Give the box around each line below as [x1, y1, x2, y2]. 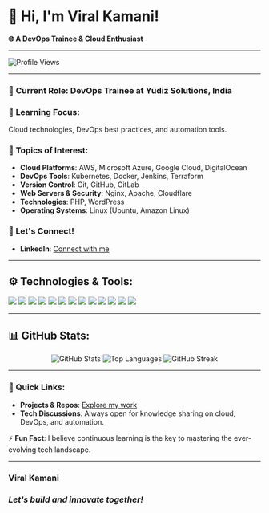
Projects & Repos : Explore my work [19, 400, 138, 409]
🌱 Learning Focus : [8, 106, 80, 117]
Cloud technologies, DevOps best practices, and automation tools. [8, 124, 227, 135]
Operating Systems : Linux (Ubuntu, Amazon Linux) [19, 206, 190, 215]
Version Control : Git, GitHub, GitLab [19, 180, 139, 189]
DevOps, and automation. [19, 417, 104, 426]
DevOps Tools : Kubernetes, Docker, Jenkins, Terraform [19, 172, 204, 181]
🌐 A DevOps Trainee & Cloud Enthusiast [8, 34, 144, 43]
